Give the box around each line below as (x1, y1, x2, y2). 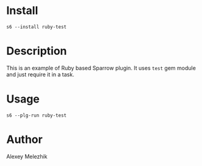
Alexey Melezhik (6, 153, 48, 160)
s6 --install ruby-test (6, 24, 67, 30)
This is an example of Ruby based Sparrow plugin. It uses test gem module (6, 64, 197, 71)
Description (6, 44, 67, 58)
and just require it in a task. (6, 71, 74, 78)
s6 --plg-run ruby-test (6, 112, 67, 118)
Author (6, 132, 43, 146)
